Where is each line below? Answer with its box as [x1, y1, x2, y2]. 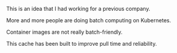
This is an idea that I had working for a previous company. [6, 5, 150, 12]
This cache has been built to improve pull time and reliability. [6, 40, 157, 47]
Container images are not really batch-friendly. [6, 28, 123, 36]
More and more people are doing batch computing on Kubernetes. [6, 17, 171, 23]
